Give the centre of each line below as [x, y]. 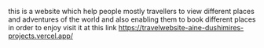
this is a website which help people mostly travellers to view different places [132, 11]
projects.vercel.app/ [40, 36]
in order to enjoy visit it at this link [62, 27]
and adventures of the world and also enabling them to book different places [132, 19]
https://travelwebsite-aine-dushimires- [181, 27]
